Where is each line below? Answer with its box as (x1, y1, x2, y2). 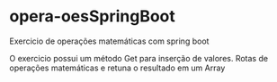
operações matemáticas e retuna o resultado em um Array (9, 62, 226, 73)
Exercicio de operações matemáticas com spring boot (9, 36, 210, 46)
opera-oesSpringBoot (9, 6, 175, 27)
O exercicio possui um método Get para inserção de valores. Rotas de (9, 53, 268, 63)
